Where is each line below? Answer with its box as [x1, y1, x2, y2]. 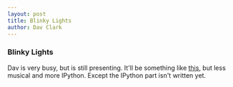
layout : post [7, 10, 46, 18]
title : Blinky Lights [7, 17, 72, 24]
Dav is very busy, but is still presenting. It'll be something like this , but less [7, 63, 227, 72]
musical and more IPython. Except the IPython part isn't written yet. [7, 71, 206, 79]
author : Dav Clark [7, 24, 62, 31]
